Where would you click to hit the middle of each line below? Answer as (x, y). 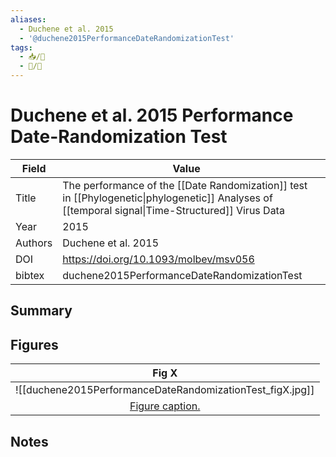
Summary (41, 311)
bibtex (30, 275)
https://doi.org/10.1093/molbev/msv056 (158, 259)
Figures (34, 344)
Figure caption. (165, 406)
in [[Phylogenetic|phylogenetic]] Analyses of (167, 198)
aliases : (28, 19)
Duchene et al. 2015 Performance (152, 115)
